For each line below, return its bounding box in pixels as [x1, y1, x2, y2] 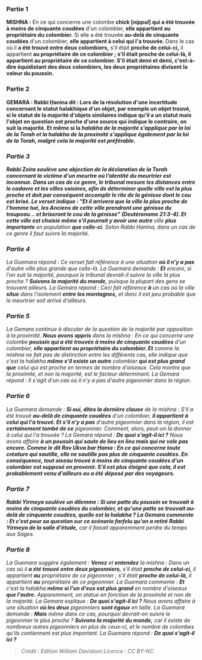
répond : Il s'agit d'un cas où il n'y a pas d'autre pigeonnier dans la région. [6, 377, 192, 384]
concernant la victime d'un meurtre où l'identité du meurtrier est [6, 172, 171, 179]
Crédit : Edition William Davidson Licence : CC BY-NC [20, 647, 154, 655]
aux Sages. [6, 530, 35, 538]
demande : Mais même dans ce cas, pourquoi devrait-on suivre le [6, 611, 171, 618]
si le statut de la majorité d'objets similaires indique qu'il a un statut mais [6, 111, 192, 119]
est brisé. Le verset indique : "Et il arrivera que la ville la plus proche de [6, 198, 188, 205]
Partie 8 [6, 545, 30, 553]
